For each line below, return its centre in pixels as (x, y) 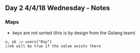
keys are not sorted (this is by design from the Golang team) (74, 33)
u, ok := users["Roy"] (29, 42)
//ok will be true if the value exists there (53, 46)
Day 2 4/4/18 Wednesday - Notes (58, 8)
